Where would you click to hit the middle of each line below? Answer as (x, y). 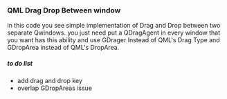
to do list (20, 63)
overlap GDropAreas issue (54, 88)
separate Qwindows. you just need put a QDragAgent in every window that (113, 33)
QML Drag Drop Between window (64, 10)
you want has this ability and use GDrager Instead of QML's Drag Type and (113, 40)
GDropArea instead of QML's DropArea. (63, 48)
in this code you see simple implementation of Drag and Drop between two (114, 26)
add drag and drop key (50, 81)
